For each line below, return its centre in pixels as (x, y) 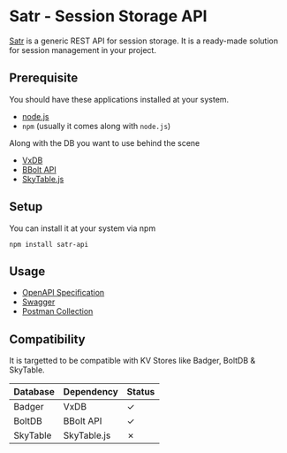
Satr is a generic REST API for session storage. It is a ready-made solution (143, 41)
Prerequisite (44, 78)
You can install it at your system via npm (83, 228)
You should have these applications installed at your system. (119, 99)
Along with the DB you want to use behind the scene (105, 142)
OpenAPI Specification (63, 293)
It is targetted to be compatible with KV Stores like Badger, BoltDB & (132, 361)
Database (34, 392)
